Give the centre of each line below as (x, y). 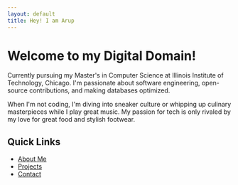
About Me (32, 159)
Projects (30, 166)
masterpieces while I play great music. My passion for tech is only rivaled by (119, 112)
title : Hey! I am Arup (41, 21)
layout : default (31, 14)
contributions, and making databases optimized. (100, 90)
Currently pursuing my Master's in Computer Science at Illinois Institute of (115, 75)
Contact (29, 174)
